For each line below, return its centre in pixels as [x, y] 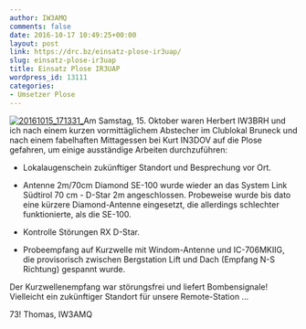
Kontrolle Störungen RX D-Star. [81, 232]
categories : [32, 86]
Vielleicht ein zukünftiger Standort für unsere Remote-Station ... [129, 296]
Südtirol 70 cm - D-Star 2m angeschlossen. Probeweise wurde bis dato [157, 195]
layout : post [34, 43]
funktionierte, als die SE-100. [77, 214]
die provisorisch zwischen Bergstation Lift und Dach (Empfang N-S [149, 259]
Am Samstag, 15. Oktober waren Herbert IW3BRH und [185, 121]
